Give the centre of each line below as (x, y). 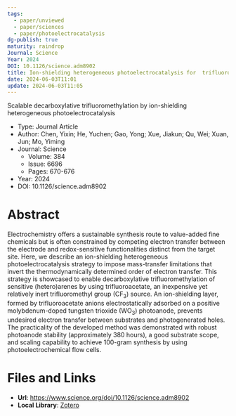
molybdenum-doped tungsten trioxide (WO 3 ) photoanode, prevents (105, 311)
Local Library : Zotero (48, 405)
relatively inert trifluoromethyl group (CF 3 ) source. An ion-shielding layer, (113, 294)
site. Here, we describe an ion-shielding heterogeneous (88, 256)
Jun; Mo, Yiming (41, 142)
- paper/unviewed (39, 20)
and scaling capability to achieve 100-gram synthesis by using (97, 342)
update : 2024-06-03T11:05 (45, 86)
